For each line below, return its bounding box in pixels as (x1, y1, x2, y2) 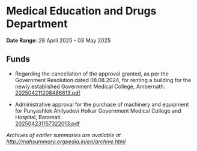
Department (6, 17, 68, 31)
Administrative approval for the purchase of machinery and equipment (14, 101, 189, 108)
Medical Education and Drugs (6, 4, 157, 18)
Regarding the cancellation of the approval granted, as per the (14, 70, 169, 77)
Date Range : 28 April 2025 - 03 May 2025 (6, 37, 111, 44)
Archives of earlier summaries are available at (6, 131, 121, 138)
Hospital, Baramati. (14, 113, 62, 120)
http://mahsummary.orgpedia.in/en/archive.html (6, 138, 126, 145)
